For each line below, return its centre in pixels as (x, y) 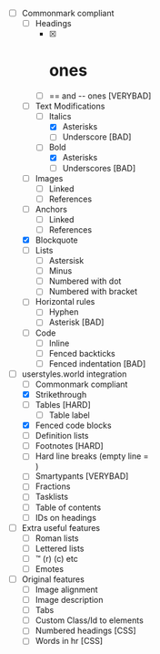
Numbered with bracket (93, 292)
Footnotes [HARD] (69, 446)
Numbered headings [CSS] (86, 631)
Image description (69, 600)
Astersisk (66, 261)
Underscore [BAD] (97, 137)
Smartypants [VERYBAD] (82, 476)
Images (49, 178)
